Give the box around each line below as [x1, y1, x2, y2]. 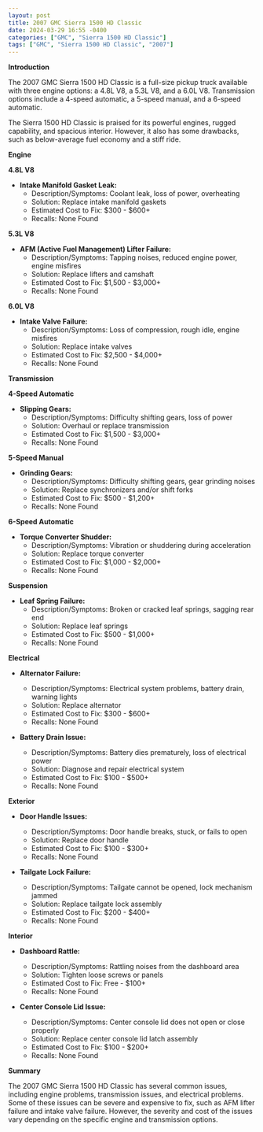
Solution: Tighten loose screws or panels [31, 970, 163, 980]
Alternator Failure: [19, 668, 81, 678]
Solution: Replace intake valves [31, 342, 133, 351]
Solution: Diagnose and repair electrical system [31, 764, 184, 774]
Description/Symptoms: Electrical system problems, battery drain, [31, 684, 245, 694]
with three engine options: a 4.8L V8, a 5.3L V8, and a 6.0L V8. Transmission [8, 86, 255, 95]
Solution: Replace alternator [31, 701, 122, 710]
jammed [31, 891, 58, 901]
